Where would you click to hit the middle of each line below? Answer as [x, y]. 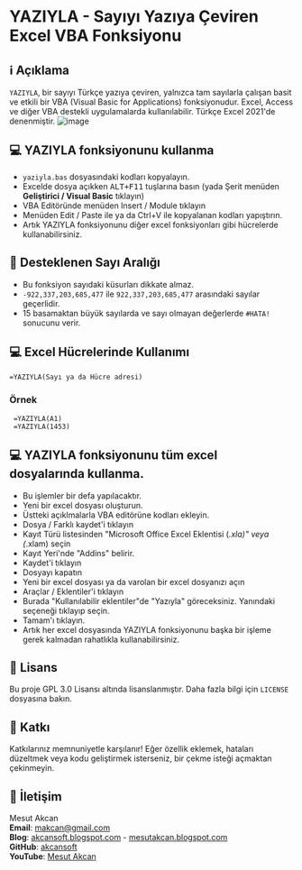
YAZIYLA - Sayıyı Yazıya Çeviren [134, 17]
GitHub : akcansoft [44, 847]
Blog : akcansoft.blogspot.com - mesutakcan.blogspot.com [119, 837]
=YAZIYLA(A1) [38, 418]
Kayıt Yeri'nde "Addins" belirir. [78, 553]
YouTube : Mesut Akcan [53, 856]
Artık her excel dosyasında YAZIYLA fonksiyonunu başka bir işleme [147, 629]
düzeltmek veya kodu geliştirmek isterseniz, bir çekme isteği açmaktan [141, 758]
